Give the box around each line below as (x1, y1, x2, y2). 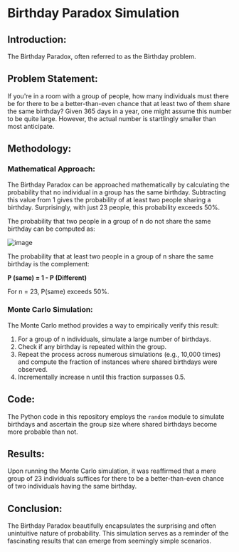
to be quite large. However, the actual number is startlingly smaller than (7, 114, 216, 123)
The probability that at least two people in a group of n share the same (7, 251, 214, 261)
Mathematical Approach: (7, 164, 96, 174)
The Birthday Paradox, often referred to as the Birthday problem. (7, 52, 197, 61)
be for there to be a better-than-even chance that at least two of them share (7, 99, 230, 108)
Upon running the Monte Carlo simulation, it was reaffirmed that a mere (7, 467, 217, 475)
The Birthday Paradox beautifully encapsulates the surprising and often (7, 521, 217, 530)
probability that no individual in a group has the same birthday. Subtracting (7, 187, 226, 197)
